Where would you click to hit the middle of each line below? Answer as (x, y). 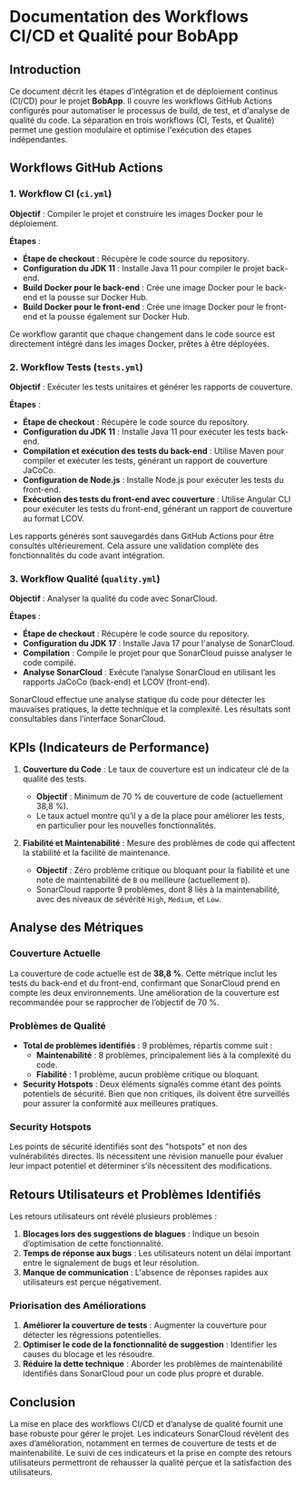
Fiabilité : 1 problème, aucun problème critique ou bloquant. (148, 1075)
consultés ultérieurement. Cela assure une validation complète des (134, 546)
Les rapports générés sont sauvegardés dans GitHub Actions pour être (142, 536)
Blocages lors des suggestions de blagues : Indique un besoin (141, 1234)
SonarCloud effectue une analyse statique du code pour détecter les (137, 700)
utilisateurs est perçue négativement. (92, 1283)
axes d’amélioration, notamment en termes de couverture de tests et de (143, 1443)
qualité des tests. (54, 779)
